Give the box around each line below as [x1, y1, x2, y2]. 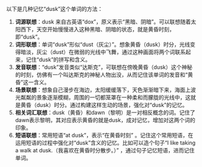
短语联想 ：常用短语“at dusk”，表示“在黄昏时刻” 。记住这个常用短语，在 [15, 132, 194, 139]
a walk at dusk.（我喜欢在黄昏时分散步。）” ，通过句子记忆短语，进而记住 [15, 147, 195, 154]
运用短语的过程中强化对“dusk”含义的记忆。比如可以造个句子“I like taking [15, 139, 196, 146]
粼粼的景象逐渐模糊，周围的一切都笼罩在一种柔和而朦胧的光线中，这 [20, 94, 191, 101]
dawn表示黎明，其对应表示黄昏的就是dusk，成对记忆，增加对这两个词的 [15, 117, 195, 123]
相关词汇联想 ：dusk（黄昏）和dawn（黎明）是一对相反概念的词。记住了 [15, 109, 195, 116]
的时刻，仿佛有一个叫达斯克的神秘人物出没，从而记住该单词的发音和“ [15, 71, 188, 78]
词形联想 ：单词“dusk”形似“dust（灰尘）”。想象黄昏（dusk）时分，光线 [15, 41, 190, 48]
